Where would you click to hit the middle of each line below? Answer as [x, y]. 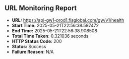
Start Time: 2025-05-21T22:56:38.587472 [55, 25]
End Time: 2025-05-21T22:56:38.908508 [55, 30]
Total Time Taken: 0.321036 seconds [50, 36]
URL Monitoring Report [41, 8]
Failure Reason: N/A [33, 52]
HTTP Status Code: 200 [37, 41]
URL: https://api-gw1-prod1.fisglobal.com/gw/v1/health [68, 20]
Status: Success [29, 46]
